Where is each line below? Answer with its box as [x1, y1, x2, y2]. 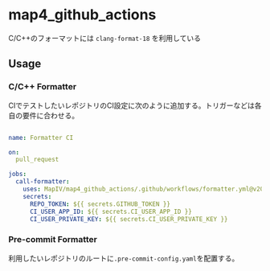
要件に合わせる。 [22, 110, 79, 120]
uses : [22, 185, 42, 193]
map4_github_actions [8, 6, 157, 24]
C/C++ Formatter [8, 81, 77, 92]
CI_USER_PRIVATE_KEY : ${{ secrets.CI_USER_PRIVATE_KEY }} [29, 215, 228, 223]
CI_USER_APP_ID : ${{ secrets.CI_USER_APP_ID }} [29, 207, 193, 216]
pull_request [15, 155, 59, 164]
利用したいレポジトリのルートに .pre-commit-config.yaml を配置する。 [8, 253, 239, 263]
